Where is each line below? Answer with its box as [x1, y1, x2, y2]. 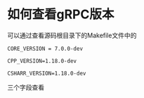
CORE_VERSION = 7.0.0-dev [7, 45, 83, 52]
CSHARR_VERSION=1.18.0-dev [7, 70, 86, 77]
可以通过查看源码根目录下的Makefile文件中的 [7, 31, 137, 39]
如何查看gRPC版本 [7, 6, 114, 23]
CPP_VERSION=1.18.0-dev [7, 57, 77, 64]
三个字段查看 [7, 82, 44, 92]
